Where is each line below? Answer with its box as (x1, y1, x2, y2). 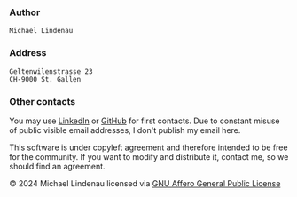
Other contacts (9, 95, 76, 107)
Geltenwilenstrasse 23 (9, 67, 93, 76)
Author (9, 6, 41, 19)
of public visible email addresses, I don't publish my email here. (9, 124, 241, 135)
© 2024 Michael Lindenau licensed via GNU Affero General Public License (9, 177, 281, 188)
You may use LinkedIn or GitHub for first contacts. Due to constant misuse (9, 115, 281, 126)
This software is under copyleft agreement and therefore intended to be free (9, 142, 288, 153)
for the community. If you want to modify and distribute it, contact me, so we (9, 151, 289, 162)
